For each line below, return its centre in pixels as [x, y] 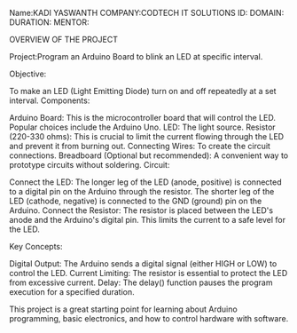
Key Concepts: [36, 246]
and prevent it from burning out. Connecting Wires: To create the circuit [140, 146]
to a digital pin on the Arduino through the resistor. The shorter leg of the [142, 191]
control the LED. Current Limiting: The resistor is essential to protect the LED [148, 273]
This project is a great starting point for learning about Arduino [123, 309]
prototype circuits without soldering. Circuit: [90, 165]
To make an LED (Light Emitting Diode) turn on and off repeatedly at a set [143, 91]
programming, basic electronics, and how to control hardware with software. [149, 318]
